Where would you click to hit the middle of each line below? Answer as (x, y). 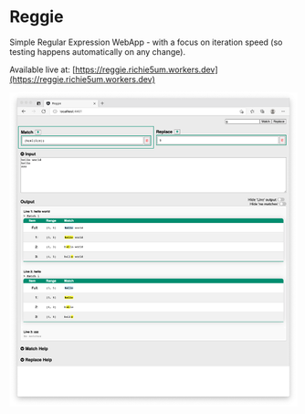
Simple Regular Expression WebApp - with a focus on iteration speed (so (146, 42)
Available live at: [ (42, 69)
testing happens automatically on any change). (98, 51)
